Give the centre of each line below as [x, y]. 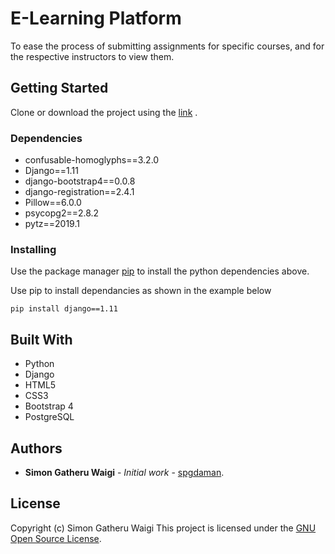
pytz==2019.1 [52, 224]
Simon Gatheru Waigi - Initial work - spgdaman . [124, 472]
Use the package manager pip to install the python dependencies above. [160, 271]
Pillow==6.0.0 [53, 203]
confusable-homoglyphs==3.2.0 [92, 160]
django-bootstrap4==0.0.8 [80, 181]
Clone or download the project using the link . [104, 112]
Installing [33, 249]
